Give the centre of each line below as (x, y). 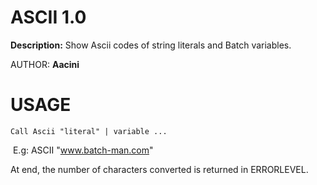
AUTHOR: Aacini (45, 64)
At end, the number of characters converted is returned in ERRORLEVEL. (159, 169)
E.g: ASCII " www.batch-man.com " (83, 150)
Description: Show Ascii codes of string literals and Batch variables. (151, 45)
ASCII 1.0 (48, 17)
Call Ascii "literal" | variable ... (89, 131)
